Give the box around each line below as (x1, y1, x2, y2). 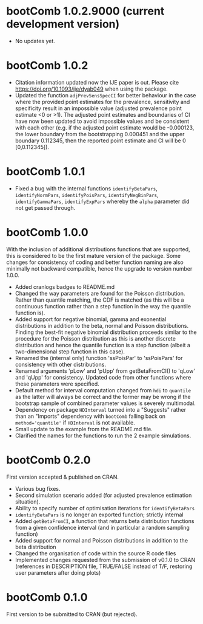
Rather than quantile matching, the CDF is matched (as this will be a (15, 296, 184, 303)
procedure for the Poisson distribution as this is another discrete (15, 335, 176, 342)
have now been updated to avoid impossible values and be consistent (15, 117, 190, 125)
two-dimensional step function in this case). (15, 348, 125, 355)
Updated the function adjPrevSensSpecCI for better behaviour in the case (15, 91, 196, 99)
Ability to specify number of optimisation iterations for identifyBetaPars (15, 504, 195, 511)
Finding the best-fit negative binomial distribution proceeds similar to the (15, 328, 197, 336)
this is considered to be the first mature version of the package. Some (6, 252, 181, 259)
